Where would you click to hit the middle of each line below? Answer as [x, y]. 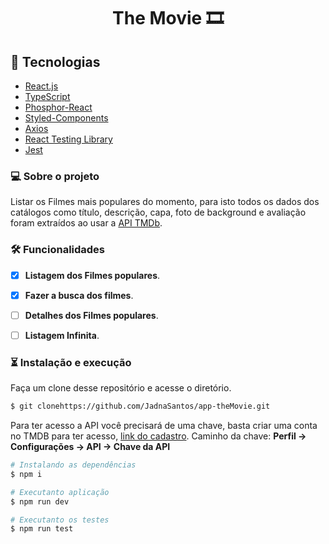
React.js [41, 86]
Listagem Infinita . [62, 335]
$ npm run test [42, 529]
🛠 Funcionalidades [58, 250]
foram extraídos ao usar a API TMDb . [86, 223]
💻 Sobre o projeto [55, 176]
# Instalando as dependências [73, 465]
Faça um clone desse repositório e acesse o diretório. [121, 388]
